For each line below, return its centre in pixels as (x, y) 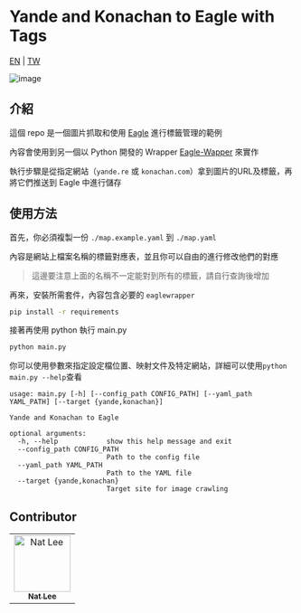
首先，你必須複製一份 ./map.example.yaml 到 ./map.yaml (113, 237)
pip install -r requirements (64, 312)
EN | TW (25, 61)
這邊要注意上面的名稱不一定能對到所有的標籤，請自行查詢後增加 (150, 275)
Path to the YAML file (149, 473)
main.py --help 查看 (46, 377)
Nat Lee (42, 597)
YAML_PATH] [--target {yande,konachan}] (87, 402)
